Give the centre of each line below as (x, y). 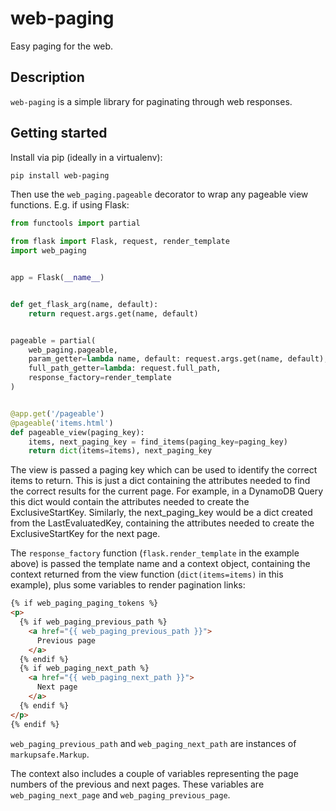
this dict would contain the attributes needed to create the (130, 502)
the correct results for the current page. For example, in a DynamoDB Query (167, 491)
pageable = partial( (53, 340)
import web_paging (48, 251)
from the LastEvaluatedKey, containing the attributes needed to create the (162, 523)
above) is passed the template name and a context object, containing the (160, 564)
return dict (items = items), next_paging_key (120, 451)
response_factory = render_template (100, 378)
